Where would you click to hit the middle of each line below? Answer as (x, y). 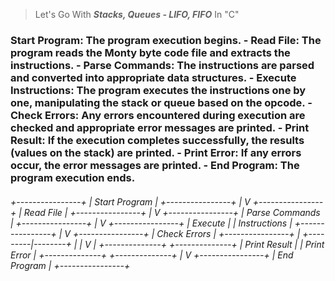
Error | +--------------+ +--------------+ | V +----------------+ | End (152, 255)
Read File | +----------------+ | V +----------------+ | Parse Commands (172, 212)
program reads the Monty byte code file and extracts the (150, 52)
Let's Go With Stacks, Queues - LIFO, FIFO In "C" (137, 14)
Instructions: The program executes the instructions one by (158, 90)
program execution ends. (73, 177)
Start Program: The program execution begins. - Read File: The (166, 40)
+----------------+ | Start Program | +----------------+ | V (130, 201)
